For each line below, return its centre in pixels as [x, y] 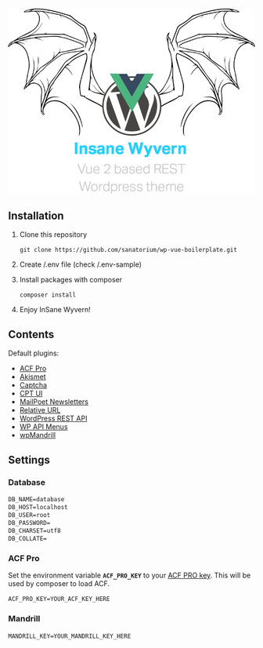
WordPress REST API [53, 419]
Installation [36, 216]
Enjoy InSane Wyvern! [55, 310]
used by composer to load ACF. [59, 584]
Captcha [33, 385]
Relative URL [40, 410]
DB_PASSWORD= [29, 522]
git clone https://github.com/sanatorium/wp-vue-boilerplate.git [128, 250]
